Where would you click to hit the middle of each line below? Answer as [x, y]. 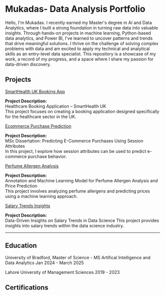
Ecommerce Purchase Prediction [38, 126]
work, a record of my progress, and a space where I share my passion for [79, 59]
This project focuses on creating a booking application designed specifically [82, 111]
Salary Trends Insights [28, 206]
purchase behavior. [47, 156]
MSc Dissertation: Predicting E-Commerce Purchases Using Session [74, 141]
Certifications [27, 287]
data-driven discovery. [28, 64]
